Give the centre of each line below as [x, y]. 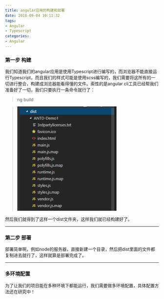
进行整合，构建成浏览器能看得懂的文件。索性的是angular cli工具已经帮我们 [84, 84]
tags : [10, 21]
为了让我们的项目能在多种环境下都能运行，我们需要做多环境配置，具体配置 [80, 285]
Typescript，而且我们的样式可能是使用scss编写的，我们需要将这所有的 [80, 78]
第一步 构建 [18, 60]
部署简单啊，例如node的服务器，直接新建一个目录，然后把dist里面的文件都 [80, 249]
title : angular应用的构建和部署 [35, 10]
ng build [25, 100]
